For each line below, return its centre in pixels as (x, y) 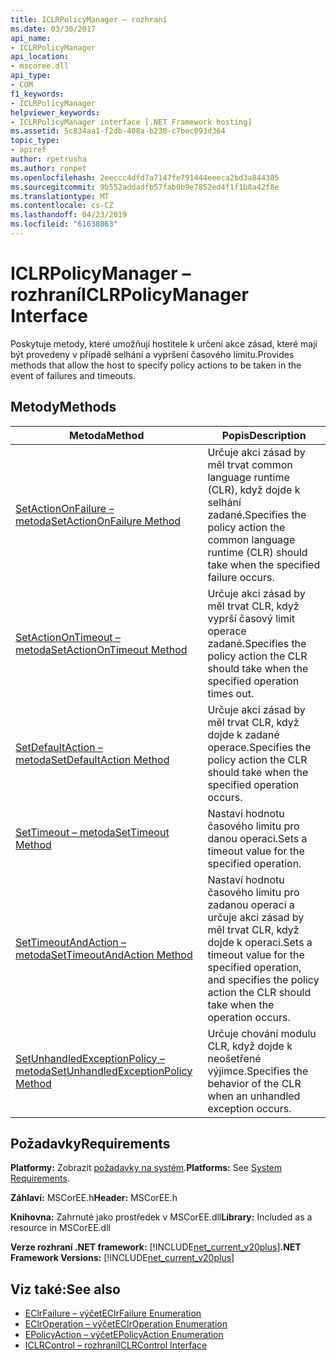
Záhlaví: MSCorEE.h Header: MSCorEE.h (94, 1198)
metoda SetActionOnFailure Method (98, 521)
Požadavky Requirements (90, 1144)
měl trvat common (250, 464)
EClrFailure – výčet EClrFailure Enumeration (113, 1313)
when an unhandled (254, 1096)
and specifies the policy (263, 979)
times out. (231, 693)
